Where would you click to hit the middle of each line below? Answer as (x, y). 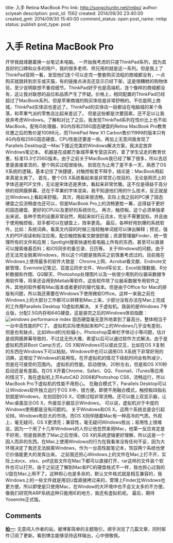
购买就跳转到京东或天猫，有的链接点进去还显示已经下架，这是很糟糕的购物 (84, 81)
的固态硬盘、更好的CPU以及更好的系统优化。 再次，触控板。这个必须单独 (83, 209)
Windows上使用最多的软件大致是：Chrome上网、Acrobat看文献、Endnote (84, 261)
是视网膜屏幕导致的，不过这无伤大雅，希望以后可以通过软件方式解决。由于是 (86, 338)
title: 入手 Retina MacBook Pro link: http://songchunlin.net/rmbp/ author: (82, 7)
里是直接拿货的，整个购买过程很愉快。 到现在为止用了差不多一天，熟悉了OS (86, 165)
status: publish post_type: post (38, 24)
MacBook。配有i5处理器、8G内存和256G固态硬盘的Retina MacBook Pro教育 (86, 126)
